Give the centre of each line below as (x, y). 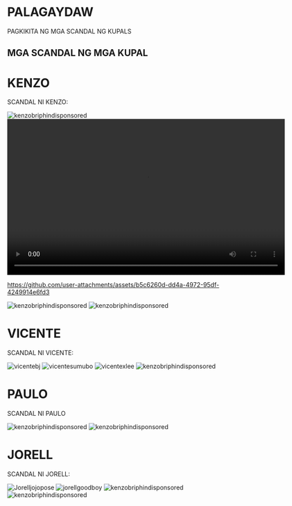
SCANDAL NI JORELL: (39, 474)
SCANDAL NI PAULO (36, 414)
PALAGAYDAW (50, 12)
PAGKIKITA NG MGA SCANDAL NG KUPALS (69, 31)
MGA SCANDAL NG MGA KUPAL (78, 53)
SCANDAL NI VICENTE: (41, 353)
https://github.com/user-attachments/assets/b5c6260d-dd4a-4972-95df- (113, 285)
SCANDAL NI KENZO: (37, 102)
